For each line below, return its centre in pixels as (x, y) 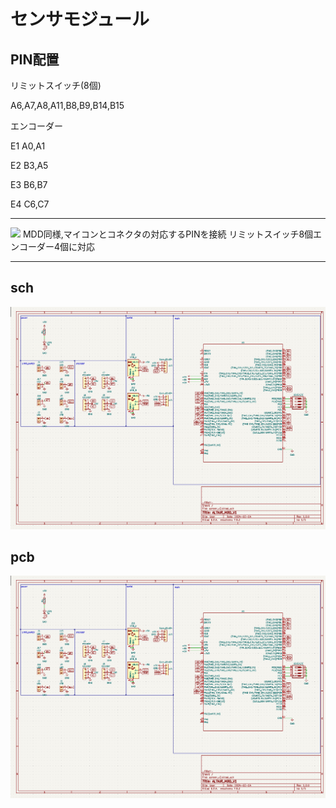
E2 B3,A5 (29, 165)
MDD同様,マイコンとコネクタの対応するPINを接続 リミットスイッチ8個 (168, 234)
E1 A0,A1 (28, 146)
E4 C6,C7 (30, 204)
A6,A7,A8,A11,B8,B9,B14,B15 (67, 105)
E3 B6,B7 (29, 184)
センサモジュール (80, 19)
